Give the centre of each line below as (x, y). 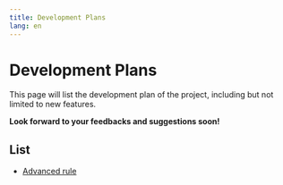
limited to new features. (53, 105)
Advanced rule (49, 172)
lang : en (26, 26)
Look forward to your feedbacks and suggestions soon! (115, 122)
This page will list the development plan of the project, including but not (141, 95)
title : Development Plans (57, 17)
